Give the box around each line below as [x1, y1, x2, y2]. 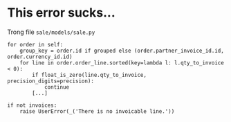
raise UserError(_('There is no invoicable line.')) [19, 107, 175, 115]
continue [44, 83, 70, 91]
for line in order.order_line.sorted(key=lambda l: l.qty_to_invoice [19, 59, 225, 67]
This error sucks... [7, 5, 115, 21]
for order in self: [7, 41, 64, 48]
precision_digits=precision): [7, 78, 95, 85]
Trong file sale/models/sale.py [7, 28, 95, 36]
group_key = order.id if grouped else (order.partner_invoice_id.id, [19, 47, 225, 54]
